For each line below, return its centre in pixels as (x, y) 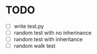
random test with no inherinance (53, 33)
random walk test (35, 46)
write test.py (29, 26)
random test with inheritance (48, 39)
